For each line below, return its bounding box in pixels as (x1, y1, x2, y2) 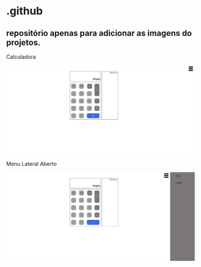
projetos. (6, 37, 41, 47)
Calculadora (6, 53, 36, 60)
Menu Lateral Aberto (6, 160, 57, 167)
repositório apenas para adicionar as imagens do (6, 28, 193, 38)
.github (6, 4, 43, 18)
